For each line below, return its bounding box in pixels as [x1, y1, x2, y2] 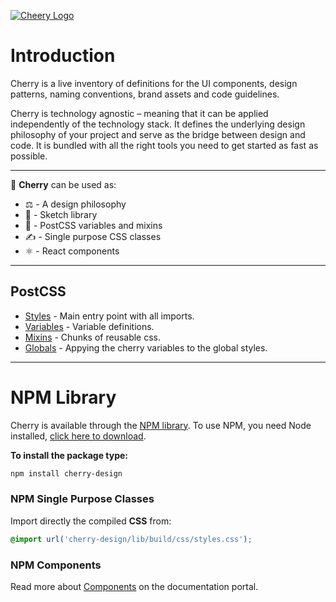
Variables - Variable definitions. [24, 320, 155, 332]
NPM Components [10, 558, 102, 572]
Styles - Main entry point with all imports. [24, 310, 195, 322]
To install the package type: [10, 449, 129, 461]
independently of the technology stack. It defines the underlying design [10, 118, 306, 130]
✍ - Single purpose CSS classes [24, 230, 162, 242]
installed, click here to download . [10, 430, 147, 442]
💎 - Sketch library [24, 208, 98, 220]
